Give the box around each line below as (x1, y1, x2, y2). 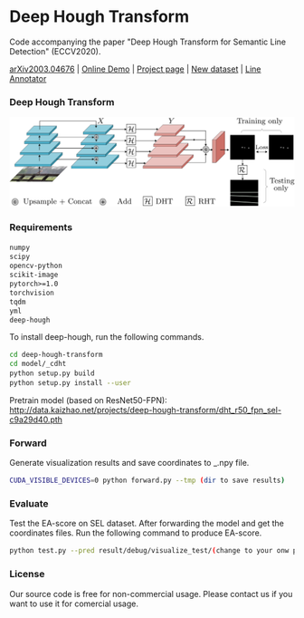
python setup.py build (9, 369, 95, 378)
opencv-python (9, 261, 63, 270)
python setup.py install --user (9, 379, 131, 388)
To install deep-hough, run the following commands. (9, 331, 204, 342)
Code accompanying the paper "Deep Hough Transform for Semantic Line (9, 36, 287, 47)
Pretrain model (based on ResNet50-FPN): (9, 395, 167, 405)
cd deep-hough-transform (9, 350, 103, 359)
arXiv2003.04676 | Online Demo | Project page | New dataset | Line (9, 63, 261, 74)
